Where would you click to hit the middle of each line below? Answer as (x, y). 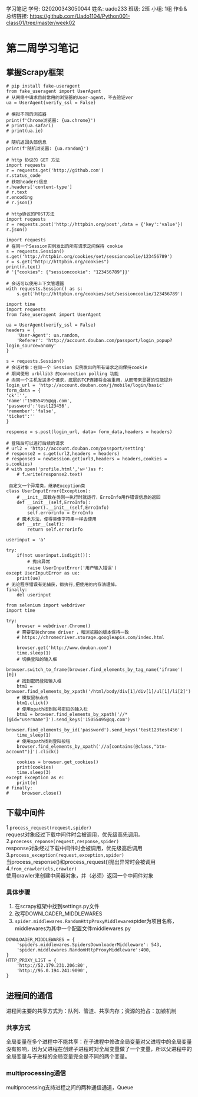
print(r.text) (24, 267)
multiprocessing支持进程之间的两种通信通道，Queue (70, 1087)
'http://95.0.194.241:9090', (52, 971)
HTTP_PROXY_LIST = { (32, 960)
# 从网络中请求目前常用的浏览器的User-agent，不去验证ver (70, 98)
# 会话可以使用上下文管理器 (35, 283)
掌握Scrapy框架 (35, 72)
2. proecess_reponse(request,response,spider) (63, 841)
